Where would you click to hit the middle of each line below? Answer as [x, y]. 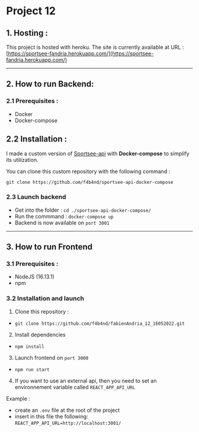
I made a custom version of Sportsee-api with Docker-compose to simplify [98, 154]
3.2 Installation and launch [45, 299]
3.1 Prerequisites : [32, 264]
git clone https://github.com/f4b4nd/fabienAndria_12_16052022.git [99, 323]
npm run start [32, 370]
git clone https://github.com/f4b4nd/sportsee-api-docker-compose [90, 182]
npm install [29, 346]
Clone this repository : [42, 311]
